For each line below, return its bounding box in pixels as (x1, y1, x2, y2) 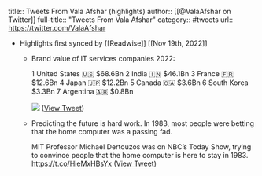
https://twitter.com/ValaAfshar (8, 24, 106, 32)
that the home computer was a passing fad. (31, 127, 173, 136)
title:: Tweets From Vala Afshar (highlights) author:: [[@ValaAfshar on (8, 7, 231, 16)
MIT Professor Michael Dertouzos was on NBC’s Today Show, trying (31, 142, 252, 152)
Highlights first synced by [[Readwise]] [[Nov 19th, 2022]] (19, 38, 208, 48)
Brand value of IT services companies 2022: (31, 54, 175, 63)
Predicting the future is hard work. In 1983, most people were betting (31, 119, 254, 128)
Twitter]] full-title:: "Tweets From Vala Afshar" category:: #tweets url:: (8, 15, 234, 24)
